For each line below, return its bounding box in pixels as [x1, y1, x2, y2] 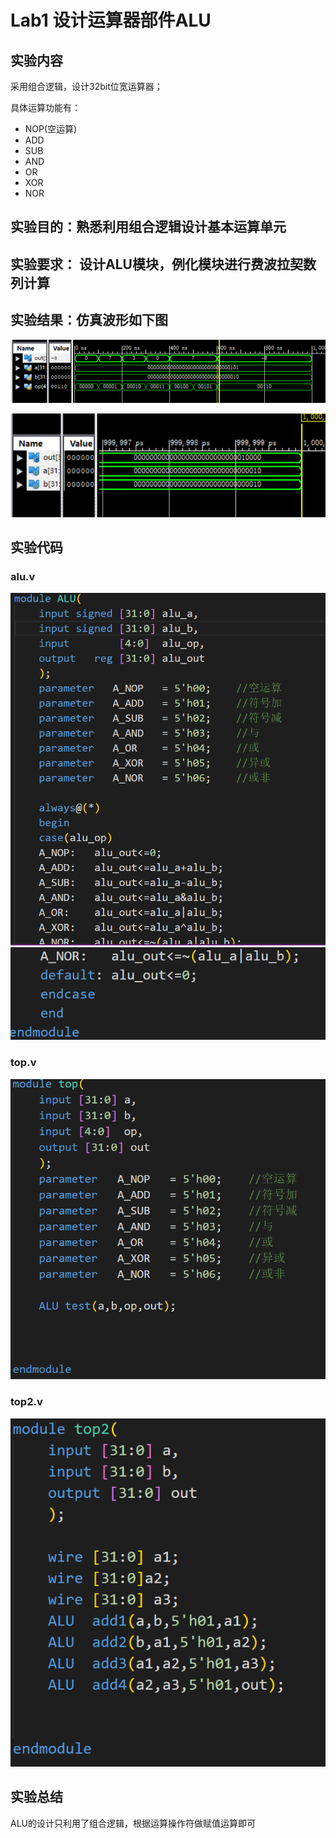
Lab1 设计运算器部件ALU [10, 9, 212, 32]
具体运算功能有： [10, 102, 81, 113]
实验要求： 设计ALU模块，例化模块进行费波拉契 [10, 256, 303, 273]
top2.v [10, 1395, 43, 1409]
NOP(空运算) [24, 123, 78, 135]
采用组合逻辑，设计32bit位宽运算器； [10, 81, 163, 92]
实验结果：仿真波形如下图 [10, 312, 168, 329]
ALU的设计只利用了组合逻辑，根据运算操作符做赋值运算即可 [10, 1817, 256, 1829]
